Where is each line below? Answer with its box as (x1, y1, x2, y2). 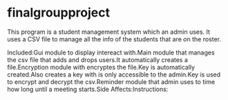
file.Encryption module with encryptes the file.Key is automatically (7, 63, 196, 71)
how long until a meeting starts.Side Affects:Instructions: (7, 85, 169, 93)
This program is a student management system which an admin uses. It (7, 28, 211, 36)
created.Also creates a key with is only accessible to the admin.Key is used (7, 70, 221, 79)
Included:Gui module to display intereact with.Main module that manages (7, 48, 216, 57)
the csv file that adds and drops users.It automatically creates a (7, 55, 189, 63)
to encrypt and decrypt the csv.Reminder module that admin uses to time (7, 77, 216, 86)
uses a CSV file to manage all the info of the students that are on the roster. (7, 34, 221, 43)
